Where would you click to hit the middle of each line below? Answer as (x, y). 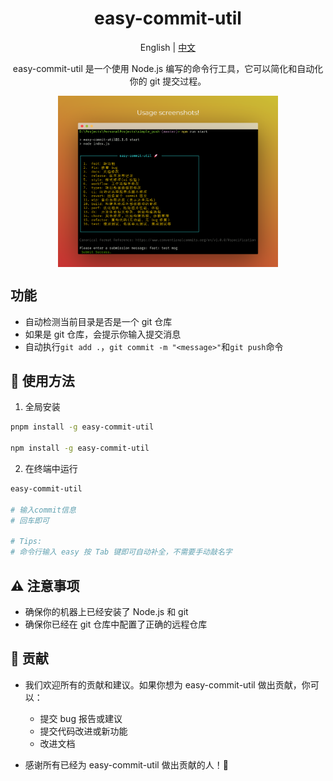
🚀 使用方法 (42, 381)
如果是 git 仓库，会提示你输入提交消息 (103, 334)
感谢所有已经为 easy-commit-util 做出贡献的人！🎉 (126, 764)
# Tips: (26, 542)
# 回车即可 (30, 520)
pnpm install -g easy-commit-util (82, 427)
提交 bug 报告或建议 (81, 718)
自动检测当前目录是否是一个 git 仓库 (98, 321)
